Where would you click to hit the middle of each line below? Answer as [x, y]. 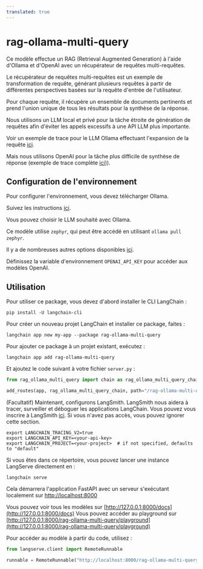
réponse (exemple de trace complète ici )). [58, 163]
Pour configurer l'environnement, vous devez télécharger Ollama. [88, 196]
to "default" [23, 449]
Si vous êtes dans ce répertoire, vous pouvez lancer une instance [88, 460]
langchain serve [27, 477]
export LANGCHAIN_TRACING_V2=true [50, 433]
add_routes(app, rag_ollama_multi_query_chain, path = [76, 391]
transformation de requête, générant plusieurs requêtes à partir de [89, 83]
